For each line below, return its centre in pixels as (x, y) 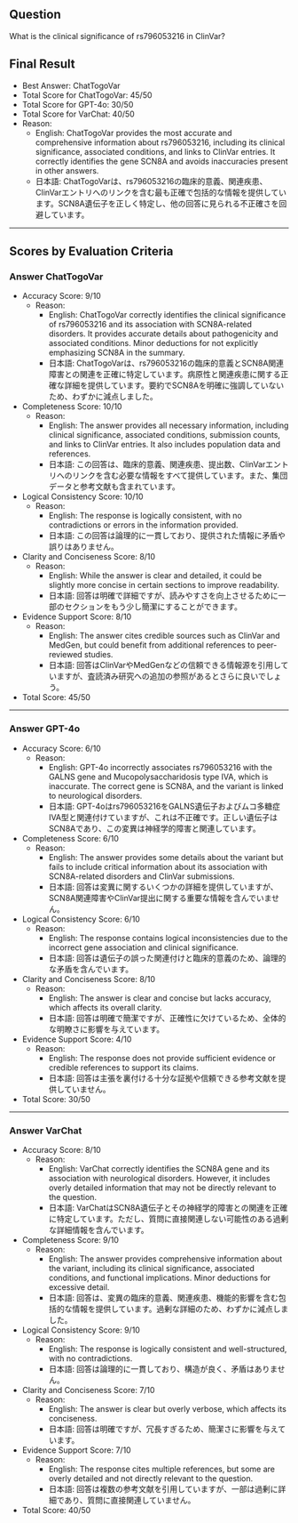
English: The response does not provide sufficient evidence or (162, 1058)
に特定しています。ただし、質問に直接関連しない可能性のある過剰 (169, 1219)
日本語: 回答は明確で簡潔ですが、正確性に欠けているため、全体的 (167, 1018)
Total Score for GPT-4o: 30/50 (78, 104)
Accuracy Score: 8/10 (62, 1149)
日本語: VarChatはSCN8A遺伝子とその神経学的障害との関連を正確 (168, 1207)
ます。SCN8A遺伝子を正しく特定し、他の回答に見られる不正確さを (157, 203)
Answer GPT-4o (45, 729)
